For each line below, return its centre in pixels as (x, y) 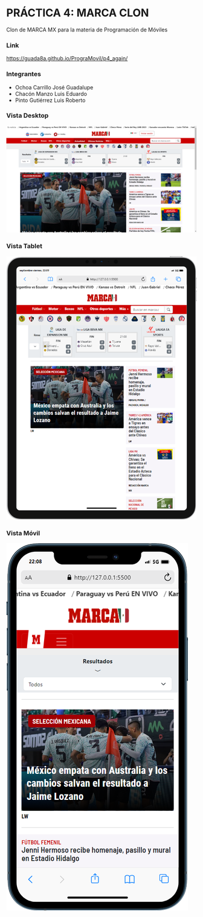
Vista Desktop (27, 116)
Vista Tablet (24, 246)
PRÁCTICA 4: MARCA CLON (78, 13)
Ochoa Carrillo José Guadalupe (54, 87)
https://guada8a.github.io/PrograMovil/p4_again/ (67, 59)
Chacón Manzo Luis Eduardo (51, 94)
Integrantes (24, 74)
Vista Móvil (23, 533)
